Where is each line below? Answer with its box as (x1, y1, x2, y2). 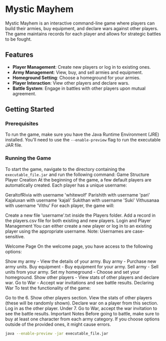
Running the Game (5, 154, 51, 161)
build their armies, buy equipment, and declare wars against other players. (5, 25, 158, 31)
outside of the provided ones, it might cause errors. (5, 321, 111, 327)
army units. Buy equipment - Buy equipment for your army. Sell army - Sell (5, 263, 159, 269)
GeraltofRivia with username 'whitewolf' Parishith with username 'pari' (5, 192, 150, 198)
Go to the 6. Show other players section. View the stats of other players (5, 294, 152, 300)
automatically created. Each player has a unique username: (5, 182, 127, 188)
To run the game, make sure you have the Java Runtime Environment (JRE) (5, 131, 159, 137)
